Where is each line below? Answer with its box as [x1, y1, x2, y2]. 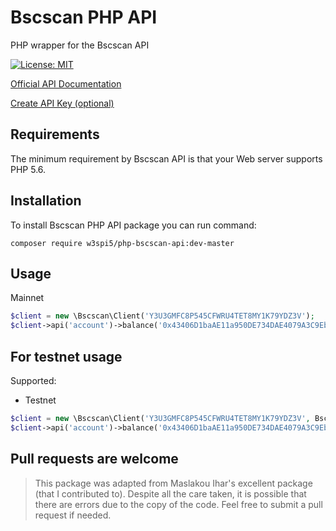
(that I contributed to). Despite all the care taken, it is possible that [34, 487, 307, 500]
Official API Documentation [10, 77, 122, 90]
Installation [10, 192, 82, 210]
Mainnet [10, 292, 45, 304]
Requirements [10, 126, 100, 143]
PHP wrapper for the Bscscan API [10, 39, 150, 51]
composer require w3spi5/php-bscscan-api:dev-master [10, 238, 235, 248]
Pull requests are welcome [10, 451, 179, 468]
